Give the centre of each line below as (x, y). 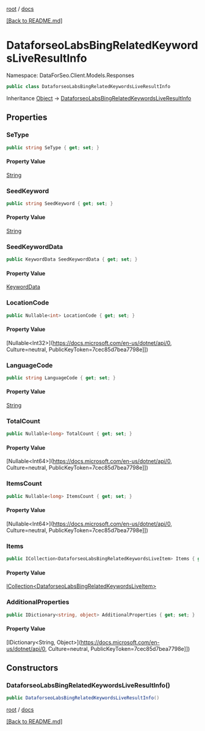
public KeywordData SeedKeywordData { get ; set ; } (72, 259)
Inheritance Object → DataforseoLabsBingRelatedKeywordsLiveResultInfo (99, 98)
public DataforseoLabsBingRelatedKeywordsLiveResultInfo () (83, 698)
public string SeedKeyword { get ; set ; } (60, 203)
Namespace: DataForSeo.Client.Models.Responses (70, 75)
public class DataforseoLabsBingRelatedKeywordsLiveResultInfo (88, 86)
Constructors (32, 668)
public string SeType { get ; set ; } (53, 147)
